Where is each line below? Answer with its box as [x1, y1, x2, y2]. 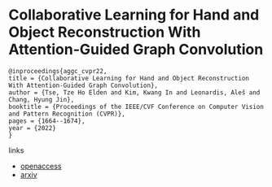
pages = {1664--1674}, [8, 116, 86, 125]
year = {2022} [8, 124, 57, 132]
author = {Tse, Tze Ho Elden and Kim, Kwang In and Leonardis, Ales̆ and [8, 88, 261, 97]
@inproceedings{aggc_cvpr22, [8, 67, 107, 75]
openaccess [20, 161, 62, 171]
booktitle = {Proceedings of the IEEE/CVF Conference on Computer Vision [8, 102, 265, 111]
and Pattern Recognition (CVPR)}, [8, 110, 126, 118]
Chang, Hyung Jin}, [8, 95, 75, 103]
